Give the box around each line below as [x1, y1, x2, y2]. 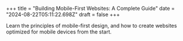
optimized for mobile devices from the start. [6, 28, 112, 35]
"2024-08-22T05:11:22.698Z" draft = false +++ [6, 11, 120, 18]
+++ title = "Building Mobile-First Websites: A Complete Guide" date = [6, 5, 175, 12]
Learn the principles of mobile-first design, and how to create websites [6, 23, 177, 29]
